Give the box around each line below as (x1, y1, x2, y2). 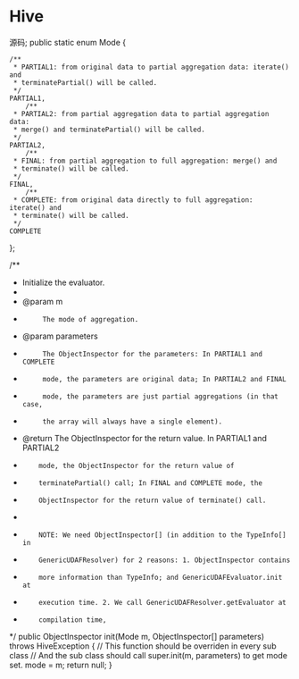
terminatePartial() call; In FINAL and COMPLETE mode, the (38, 478, 263, 488)
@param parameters (21, 331, 98, 341)
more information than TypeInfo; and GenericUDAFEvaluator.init (38, 573, 283, 582)
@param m (21, 296, 63, 306)
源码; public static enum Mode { (9, 37, 127, 47)
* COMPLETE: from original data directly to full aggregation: (12, 195, 253, 205)
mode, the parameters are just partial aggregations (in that (42, 391, 278, 401)
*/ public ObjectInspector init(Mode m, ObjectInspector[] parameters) (9, 631, 265, 641)
